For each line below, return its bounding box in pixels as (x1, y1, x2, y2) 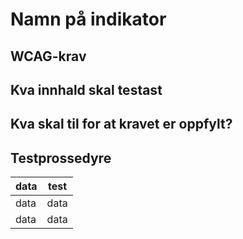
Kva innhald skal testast (10, 81, 163, 98)
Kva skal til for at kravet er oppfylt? (10, 116, 233, 133)
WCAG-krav (10, 48, 87, 65)
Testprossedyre (10, 149, 112, 167)
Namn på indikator (10, 8, 167, 31)
